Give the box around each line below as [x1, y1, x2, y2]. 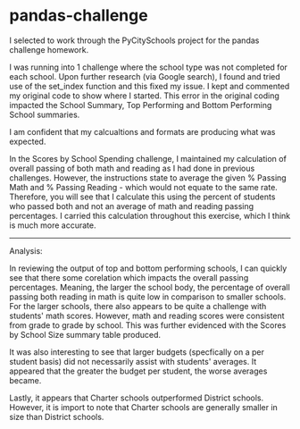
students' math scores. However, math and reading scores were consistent [9, 310, 285, 321]
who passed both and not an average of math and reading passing [9, 200, 254, 211]
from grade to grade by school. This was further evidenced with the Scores [9, 319, 287, 331]
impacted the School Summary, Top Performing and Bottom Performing [9, 99, 272, 110]
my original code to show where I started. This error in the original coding [9, 90, 279, 101]
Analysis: [9, 245, 43, 256]
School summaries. [9, 109, 80, 120]
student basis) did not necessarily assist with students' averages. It [9, 356, 257, 366]
